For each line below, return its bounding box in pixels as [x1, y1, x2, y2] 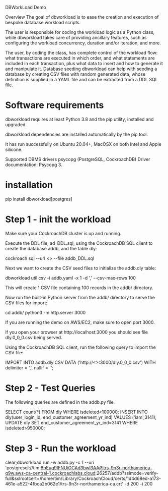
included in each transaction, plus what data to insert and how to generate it [5, 61, 163, 66]
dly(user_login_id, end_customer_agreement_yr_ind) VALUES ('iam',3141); [5, 414, 157, 420]
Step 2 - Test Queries [5, 383, 96, 394]
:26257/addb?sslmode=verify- [95, 470, 158, 476]
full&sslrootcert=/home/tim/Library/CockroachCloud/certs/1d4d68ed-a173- [5, 475, 161, 481]
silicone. [5, 146, 23, 152]
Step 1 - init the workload [5, 214, 111, 225]
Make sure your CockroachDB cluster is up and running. [5, 230, 122, 236]
